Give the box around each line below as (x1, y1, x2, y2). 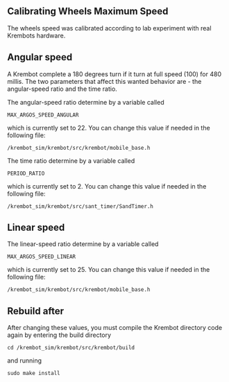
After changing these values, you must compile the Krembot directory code (7, 324, 223, 332)
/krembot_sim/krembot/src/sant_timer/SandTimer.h (7, 202, 154, 210)
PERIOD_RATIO (7, 170, 45, 177)
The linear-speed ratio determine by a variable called (7, 240, 159, 248)
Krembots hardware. (7, 31, 66, 40)
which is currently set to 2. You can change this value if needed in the (7, 182, 207, 190)
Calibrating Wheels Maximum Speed (7, 6, 169, 17)
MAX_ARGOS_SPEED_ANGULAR (7, 111, 79, 119)
